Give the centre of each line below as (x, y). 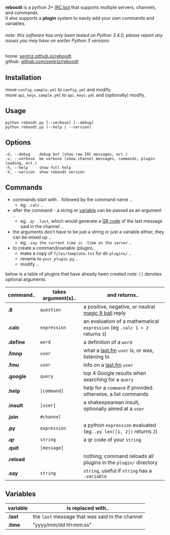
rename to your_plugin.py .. (49, 259)
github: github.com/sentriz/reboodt (42, 62)
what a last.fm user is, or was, (119, 351)
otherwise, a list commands (116, 394)
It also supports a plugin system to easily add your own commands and (80, 18)
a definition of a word (108, 342)
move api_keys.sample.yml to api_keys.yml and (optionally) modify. (75, 95)
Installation (23, 77)
